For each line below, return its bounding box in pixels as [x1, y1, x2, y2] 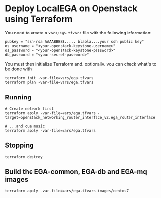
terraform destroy [5, 154, 43, 159]
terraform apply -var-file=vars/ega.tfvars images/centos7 [5, 188, 129, 194]
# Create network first [5, 106, 54, 111]
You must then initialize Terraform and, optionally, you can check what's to [5, 61, 157, 66]
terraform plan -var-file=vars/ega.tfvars [5, 80, 94, 85]
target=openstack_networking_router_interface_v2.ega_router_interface [5, 115, 155, 120]
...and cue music [9, 124, 45, 129]
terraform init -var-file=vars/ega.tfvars [5, 75, 94, 80]
